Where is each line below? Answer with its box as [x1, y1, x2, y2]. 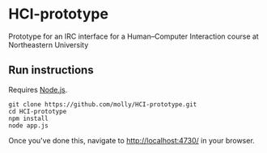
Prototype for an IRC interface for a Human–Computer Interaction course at [8, 31, 259, 41]
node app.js [8, 122, 49, 130]
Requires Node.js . [8, 85, 68, 94]
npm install [8, 114, 49, 122]
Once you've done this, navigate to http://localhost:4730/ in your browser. [8, 135, 255, 145]
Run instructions [8, 64, 95, 77]
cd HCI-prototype [8, 107, 67, 115]
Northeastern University [8, 39, 89, 49]
